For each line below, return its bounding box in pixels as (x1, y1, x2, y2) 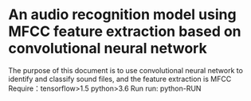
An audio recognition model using (8, 6, 237, 24)
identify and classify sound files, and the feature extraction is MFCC (8, 74, 232, 84)
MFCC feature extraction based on (8, 22, 241, 41)
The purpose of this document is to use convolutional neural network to (8, 65, 243, 75)
